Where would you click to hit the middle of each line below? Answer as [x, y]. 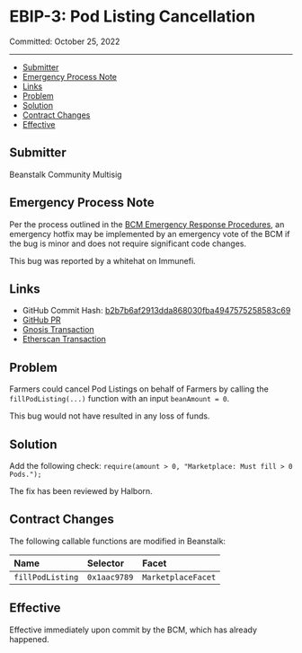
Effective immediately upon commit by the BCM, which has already [133, 630]
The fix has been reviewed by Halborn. [81, 491]
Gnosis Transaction [58, 330]
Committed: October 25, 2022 [65, 41]
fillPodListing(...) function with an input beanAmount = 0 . [120, 399]
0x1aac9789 [110, 577]
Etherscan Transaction [64, 340]
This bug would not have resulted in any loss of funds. [110, 416]
